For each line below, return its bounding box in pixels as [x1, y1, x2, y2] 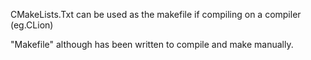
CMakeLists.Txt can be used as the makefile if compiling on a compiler [10, 9, 302, 20]
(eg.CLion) [10, 19, 54, 31]
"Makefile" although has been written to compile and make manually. [10, 39, 294, 50]
